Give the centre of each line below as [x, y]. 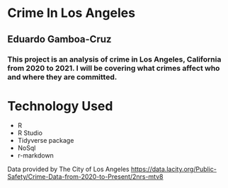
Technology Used [60, 106]
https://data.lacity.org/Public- [174, 169]
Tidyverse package [46, 141]
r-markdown [36, 155]
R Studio [30, 133]
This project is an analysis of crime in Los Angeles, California [114, 59]
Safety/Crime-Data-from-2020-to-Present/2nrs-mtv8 [86, 177]
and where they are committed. [62, 77]
